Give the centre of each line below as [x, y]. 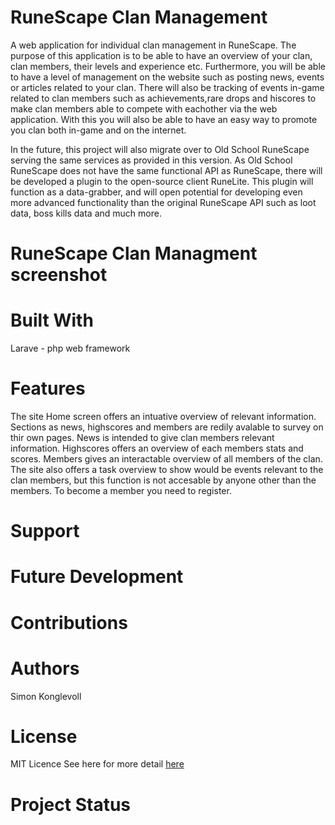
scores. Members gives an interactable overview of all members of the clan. [166, 459]
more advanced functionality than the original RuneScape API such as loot [163, 202]
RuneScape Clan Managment [134, 253]
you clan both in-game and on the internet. [98, 130]
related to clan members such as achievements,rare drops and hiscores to [163, 98]
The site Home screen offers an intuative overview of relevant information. [163, 416]
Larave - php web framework [70, 348]
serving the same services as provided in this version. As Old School [151, 160]
